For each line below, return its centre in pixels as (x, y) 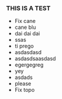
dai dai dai (27, 34)
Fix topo (25, 90)
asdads (24, 77)
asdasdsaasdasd (35, 59)
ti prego (24, 46)
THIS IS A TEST (28, 8)
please (23, 84)
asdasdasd (28, 52)
